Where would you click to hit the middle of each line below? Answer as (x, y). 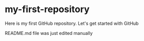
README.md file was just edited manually (49, 33)
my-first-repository (47, 9)
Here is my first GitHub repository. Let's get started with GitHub (72, 23)
